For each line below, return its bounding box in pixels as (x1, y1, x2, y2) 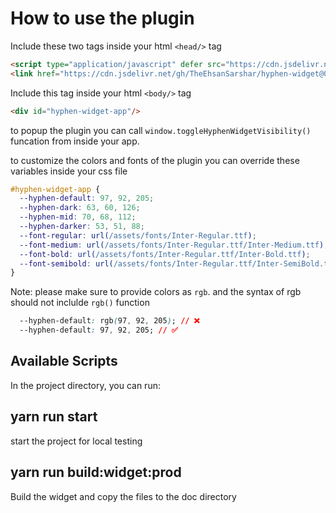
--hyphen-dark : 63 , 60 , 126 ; (19, 203, 141, 213)
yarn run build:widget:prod (10, 464, 182, 481)
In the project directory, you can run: (10, 379, 161, 391)
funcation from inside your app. (10, 135, 140, 147)
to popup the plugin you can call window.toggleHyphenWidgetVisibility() (10, 124, 312, 136)
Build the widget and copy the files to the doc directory (10, 490, 237, 502)
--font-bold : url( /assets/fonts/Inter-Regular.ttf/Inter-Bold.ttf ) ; (19, 249, 311, 259)
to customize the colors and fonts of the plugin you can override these (10, 154, 300, 166)
